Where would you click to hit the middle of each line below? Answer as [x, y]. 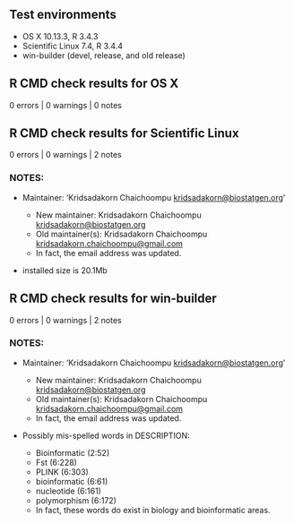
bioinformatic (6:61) [72, 481]
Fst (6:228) [56, 462]
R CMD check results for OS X [94, 84]
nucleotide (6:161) [68, 491]
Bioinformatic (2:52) [73, 452]
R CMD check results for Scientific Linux [124, 133]
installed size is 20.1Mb [65, 270]
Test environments [63, 15]
